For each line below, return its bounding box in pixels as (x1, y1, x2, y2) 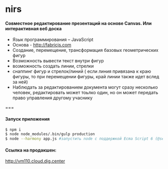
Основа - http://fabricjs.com (12, 42, 71, 48)
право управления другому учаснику (12, 95, 93, 101)
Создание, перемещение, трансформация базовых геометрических (12, 47, 158, 53)
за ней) (12, 79, 28, 85)
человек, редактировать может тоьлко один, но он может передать (12, 90, 158, 96)
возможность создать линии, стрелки (12, 63, 94, 69)
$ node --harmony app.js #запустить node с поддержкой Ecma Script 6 (5, 136, 153, 142)
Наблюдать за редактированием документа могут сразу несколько (12, 84, 158, 90)
